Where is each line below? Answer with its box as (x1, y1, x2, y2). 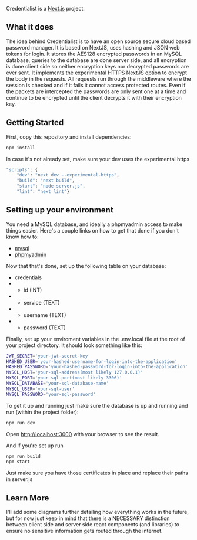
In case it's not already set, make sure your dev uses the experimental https (6, 155, 190, 162)
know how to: (6, 233, 39, 240)
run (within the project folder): (6, 408, 79, 415)
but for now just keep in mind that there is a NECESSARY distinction (6, 515, 170, 522)
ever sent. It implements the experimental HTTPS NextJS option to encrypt (6, 69, 187, 76)
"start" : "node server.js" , (16, 183, 85, 189)
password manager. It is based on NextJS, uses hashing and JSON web (6, 44, 181, 51)
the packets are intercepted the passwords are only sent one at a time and (6, 88, 186, 95)
